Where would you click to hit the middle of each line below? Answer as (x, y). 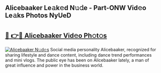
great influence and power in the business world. (54, 65)
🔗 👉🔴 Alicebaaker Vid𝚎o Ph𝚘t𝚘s (56, 36)
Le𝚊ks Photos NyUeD (38, 16)
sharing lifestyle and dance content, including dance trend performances (79, 55)
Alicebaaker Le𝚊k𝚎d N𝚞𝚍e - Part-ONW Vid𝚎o (76, 8)
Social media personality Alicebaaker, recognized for (103, 50)
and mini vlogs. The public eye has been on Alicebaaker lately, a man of (77, 60)
